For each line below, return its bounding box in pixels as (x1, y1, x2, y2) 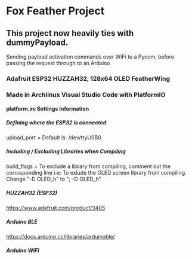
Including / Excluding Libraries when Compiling (6, 148, 126, 155)
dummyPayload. (6, 37, 69, 47)
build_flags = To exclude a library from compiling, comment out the (6, 163, 171, 170)
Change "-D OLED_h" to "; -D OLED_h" (6, 175, 101, 183)
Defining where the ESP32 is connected (6, 119, 107, 126)
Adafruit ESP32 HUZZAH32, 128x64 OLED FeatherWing (6, 74, 170, 83)
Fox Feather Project (6, 4, 105, 18)
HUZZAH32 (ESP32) (6, 189, 58, 196)
